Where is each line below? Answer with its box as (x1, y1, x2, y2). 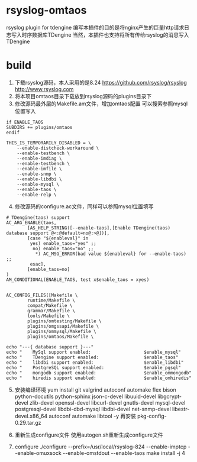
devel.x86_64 (14, 412, 48, 419)
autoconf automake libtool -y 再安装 (49, 412, 136, 419)
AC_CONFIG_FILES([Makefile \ (6, 292, 78, 298)
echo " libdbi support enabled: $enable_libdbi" (6, 359, 184, 366)
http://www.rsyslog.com (14, 85, 74, 92)
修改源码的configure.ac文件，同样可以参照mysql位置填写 (14, 202, 154, 210)
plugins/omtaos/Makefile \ (27, 334, 94, 340)
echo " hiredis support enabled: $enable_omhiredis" (6, 375, 192, 381)
